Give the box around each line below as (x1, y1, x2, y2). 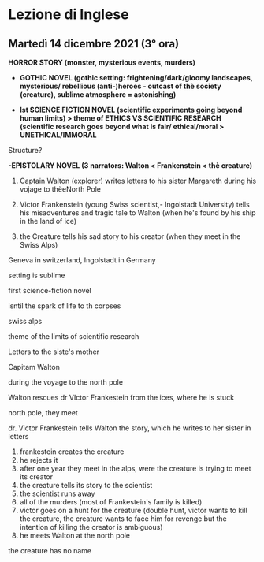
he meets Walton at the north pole (19, 530, 130, 540)
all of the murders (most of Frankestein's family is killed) (19, 497, 203, 506)
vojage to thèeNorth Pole (19, 184, 101, 194)
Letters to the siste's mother (8, 347, 100, 356)
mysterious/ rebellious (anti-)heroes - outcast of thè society (19, 81, 222, 91)
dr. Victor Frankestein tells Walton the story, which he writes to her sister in (8, 423, 251, 433)
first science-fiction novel (8, 286, 92, 295)
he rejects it (19, 456, 58, 464)
